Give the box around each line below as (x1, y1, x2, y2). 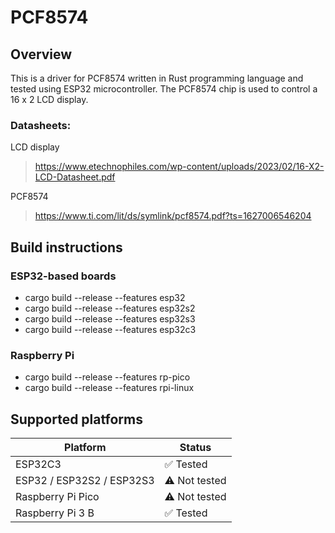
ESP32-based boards (10, 269, 117, 283)
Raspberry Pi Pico (15, 490, 100, 504)
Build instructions (10, 239, 123, 256)
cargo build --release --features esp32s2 (24, 302, 196, 314)
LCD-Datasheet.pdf (34, 171, 116, 183)
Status (179, 441, 212, 455)
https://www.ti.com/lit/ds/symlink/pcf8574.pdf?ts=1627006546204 (34, 210, 312, 222)
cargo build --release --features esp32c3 (24, 323, 197, 335)
